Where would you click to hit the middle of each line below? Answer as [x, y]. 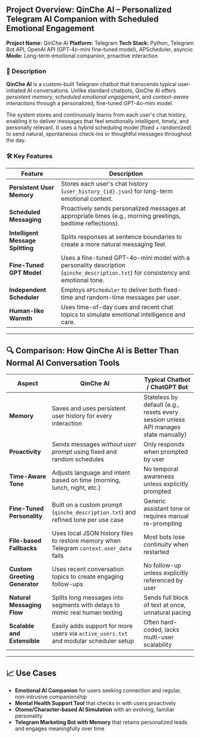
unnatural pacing [167, 612]
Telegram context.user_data [92, 548]
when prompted [166, 452]
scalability [158, 645]
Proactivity [25, 452]
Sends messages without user [94, 444]
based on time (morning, [86, 480]
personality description [93, 266]
